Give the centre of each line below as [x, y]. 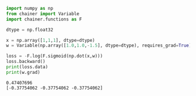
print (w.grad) [23, 72]
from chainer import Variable [43, 14]
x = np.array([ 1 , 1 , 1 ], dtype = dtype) [50, 40]
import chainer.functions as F [44, 19]
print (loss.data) [27, 67]
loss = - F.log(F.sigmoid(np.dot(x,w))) [55, 56]
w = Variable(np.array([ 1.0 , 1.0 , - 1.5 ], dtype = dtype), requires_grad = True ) [99, 46]
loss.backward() [26, 62]
